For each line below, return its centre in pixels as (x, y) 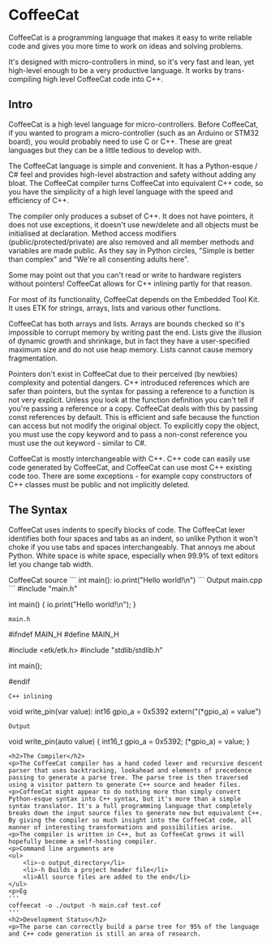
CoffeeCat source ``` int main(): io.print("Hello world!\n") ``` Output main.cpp (135, 580)
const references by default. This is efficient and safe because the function (134, 417)
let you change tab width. (51, 564)
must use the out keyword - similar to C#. (77, 443)
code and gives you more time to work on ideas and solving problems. (126, 45)
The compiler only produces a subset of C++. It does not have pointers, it (131, 216)
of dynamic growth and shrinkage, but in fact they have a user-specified (129, 341)
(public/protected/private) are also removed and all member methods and (131, 242)
